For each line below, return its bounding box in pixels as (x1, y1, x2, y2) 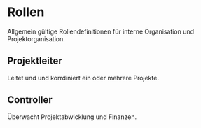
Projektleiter (7, 55, 63, 67)
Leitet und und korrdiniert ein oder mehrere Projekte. (7, 73, 160, 82)
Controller (7, 94, 53, 106)
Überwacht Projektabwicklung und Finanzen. (7, 113, 137, 121)
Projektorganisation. (7, 34, 65, 43)
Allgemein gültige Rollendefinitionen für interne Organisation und (7, 27, 195, 36)
